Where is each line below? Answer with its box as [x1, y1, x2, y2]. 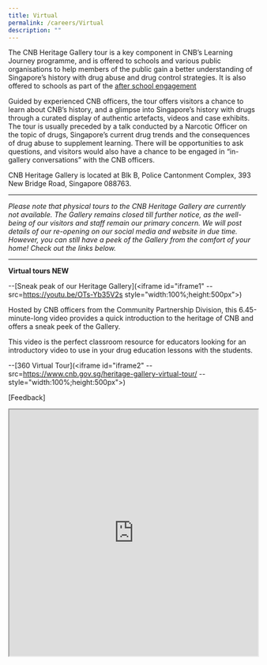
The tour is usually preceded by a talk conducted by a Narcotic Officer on [8, 121, 247, 131]
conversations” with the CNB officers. [32, 155, 156, 165]
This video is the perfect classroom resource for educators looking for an [8, 337, 246, 347]
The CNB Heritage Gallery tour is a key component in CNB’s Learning [8, 48, 233, 58]
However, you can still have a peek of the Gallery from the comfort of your [8, 235, 251, 245]
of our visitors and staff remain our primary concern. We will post [28, 219, 243, 228]
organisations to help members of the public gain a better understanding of [8, 65, 253, 74]
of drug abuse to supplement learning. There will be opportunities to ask [8, 139, 244, 148]
